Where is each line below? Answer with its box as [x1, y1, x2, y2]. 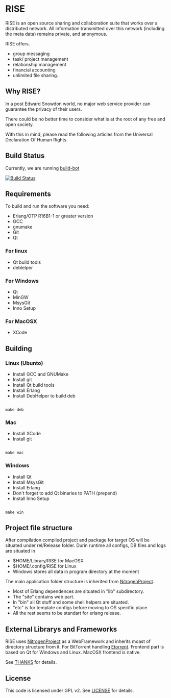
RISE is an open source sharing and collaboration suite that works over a [5, 20, 158, 26]
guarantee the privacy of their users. [5, 106, 83, 112]
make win [5, 510, 24, 515]
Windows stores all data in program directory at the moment [12, 568, 139, 575]
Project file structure [5, 523, 72, 532]
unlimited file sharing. [12, 72, 59, 78]
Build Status [5, 152, 45, 160]
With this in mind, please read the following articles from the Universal [5, 131, 153, 137]
